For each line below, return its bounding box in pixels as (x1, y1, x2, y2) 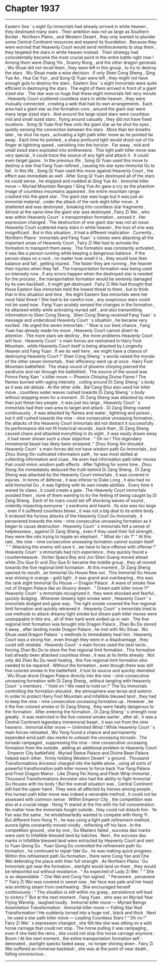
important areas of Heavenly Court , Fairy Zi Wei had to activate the (5, 240, 139, 245)
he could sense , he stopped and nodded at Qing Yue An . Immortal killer (5, 178, 149, 184)
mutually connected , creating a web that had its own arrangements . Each (5, 100, 153, 107)
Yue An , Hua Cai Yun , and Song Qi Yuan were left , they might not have (5, 75, 148, 80)
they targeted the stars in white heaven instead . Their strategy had (5, 49, 138, 55)
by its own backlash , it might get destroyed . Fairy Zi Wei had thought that (5, 281, 153, 287)
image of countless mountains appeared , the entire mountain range (5, 188, 140, 194)
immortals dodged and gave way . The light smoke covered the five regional (5, 600, 156, 606)
